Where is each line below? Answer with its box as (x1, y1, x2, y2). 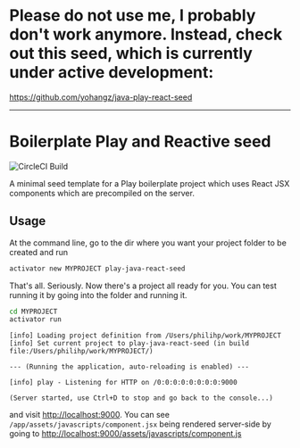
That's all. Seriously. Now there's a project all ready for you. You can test (9, 280, 277, 291)
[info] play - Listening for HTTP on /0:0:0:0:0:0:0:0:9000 (9, 378, 238, 387)
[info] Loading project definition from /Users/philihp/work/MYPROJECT (9, 331, 281, 340)
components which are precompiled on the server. (9, 187, 195, 198)
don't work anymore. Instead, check (9, 24, 283, 45)
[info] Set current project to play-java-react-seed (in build (9, 339, 250, 348)
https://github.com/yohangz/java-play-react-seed (9, 91, 193, 103)
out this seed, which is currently (9, 44, 253, 63)
